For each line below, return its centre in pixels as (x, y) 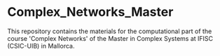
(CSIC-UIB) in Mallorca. (41, 46)
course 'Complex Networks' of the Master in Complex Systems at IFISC (110, 38)
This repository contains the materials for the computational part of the (110, 31)
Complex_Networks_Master (90, 12)
